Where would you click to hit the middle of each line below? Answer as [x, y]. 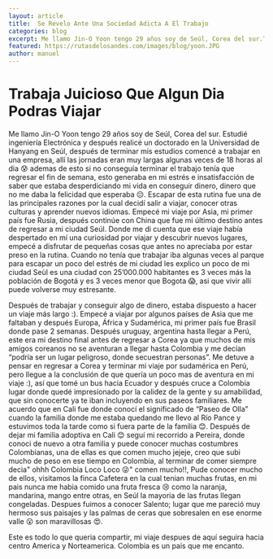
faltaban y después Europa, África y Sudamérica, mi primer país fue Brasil [132, 322]
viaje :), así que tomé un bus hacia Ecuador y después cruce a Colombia [129, 382]
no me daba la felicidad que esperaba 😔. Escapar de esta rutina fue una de [135, 194]
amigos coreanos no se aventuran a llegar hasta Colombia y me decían [127, 348]
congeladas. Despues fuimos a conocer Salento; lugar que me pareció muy [134, 504]
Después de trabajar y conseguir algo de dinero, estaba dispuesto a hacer [133, 305]
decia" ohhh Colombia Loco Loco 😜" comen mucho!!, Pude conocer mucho [136, 469]
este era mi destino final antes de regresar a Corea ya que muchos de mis [132, 339]
